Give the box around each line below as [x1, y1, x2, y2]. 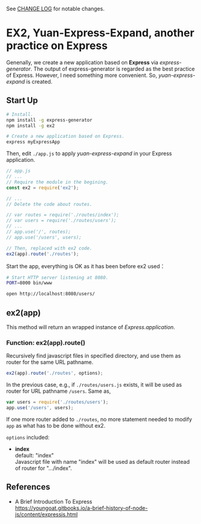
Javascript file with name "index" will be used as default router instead [14, 458, 190, 465]
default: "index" [14, 451, 54, 459]
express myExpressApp [6, 139, 61, 145]
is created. [26, 78, 53, 85]
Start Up [6, 96, 38, 106]
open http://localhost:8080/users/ [6, 291, 95, 297]
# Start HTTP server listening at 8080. [6, 274, 109, 280]
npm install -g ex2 [6, 123, 55, 129]
